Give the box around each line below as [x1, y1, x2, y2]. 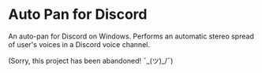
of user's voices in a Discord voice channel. [8, 39, 150, 49]
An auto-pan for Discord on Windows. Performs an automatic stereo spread [8, 31, 254, 41]
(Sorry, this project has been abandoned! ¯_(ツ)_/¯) [8, 56, 174, 65]
